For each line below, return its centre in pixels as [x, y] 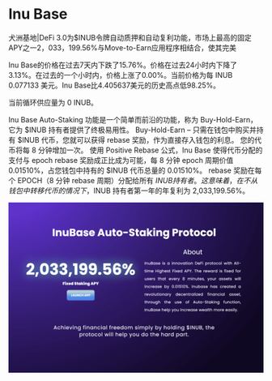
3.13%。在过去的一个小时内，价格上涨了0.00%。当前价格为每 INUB [121, 75]
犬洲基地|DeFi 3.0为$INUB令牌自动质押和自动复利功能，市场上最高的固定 [130, 37]
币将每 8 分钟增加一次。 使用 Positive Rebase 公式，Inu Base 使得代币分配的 [136, 150]
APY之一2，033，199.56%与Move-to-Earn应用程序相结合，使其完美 [123, 47]
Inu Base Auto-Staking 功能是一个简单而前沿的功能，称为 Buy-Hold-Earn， [133, 119]
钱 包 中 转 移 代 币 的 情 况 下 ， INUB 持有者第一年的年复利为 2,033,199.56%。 [129, 190]
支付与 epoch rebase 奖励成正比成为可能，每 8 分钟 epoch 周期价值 [121, 160]
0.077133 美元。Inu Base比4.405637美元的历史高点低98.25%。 [115, 85]
